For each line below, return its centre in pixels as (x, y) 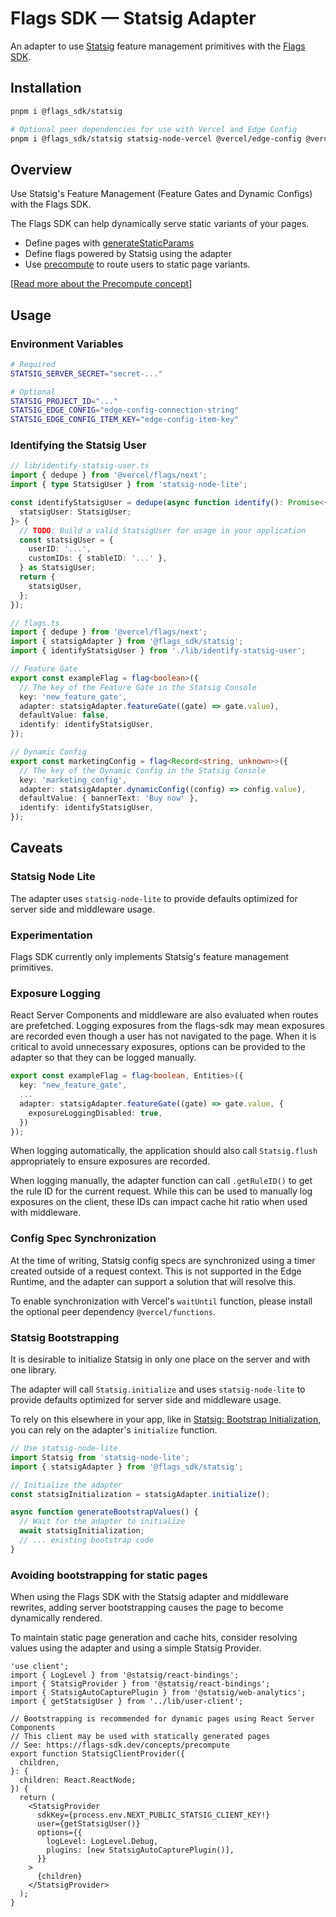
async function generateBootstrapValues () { (104, 1512)
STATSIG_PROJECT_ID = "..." (64, 401)
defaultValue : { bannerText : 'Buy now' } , (109, 798)
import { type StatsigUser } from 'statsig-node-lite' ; (129, 485)
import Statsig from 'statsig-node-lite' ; (100, 1457)
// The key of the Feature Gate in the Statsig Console (138, 687)
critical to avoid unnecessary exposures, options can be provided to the (158, 1047)
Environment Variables (67, 344)
